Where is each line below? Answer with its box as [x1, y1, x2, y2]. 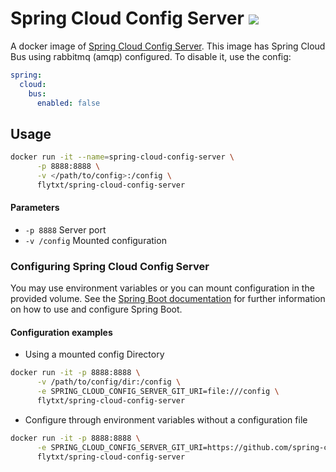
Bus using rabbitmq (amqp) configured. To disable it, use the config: [10, 50, 292, 62]
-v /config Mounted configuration [24, 234, 167, 246]
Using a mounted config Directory [24, 348, 165, 361]
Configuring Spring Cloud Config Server [10, 259, 210, 273]
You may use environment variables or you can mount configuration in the [10, 282, 315, 294]
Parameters [10, 202, 60, 214]
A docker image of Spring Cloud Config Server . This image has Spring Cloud [10, 40, 326, 52]
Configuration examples [10, 326, 113, 338]
